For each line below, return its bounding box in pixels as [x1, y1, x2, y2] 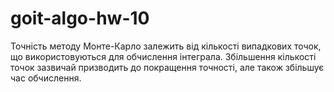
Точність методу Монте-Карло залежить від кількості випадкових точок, [10, 40, 322, 52]
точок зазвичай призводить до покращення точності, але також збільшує [10, 61, 325, 73]
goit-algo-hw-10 [10, 7, 150, 30]
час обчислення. [10, 72, 82, 84]
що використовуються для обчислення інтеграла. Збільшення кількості [10, 50, 317, 62]
